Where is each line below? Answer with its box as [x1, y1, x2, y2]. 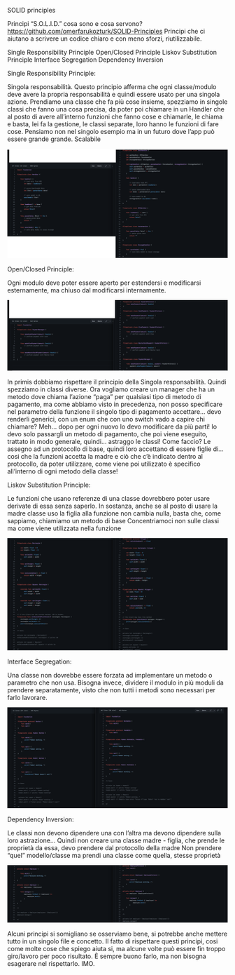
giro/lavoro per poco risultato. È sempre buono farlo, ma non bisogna [7, 952, 206, 960]
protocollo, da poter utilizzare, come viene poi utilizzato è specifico [7, 459, 201, 468]
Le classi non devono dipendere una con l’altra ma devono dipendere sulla [7, 829, 222, 838]
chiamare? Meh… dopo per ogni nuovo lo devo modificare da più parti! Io [7, 422, 218, 431]
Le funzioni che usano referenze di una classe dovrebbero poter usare [7, 494, 210, 502]
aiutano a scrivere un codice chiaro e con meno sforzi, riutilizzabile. [7, 34, 202, 43]
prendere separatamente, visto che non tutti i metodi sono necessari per [7, 685, 215, 694]
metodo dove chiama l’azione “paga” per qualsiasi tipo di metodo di [7, 392, 201, 401]
